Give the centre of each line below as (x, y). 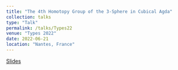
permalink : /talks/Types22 (39, 28)
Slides (14, 61)
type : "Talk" (22, 22)
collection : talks (29, 17)
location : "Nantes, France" (41, 45)
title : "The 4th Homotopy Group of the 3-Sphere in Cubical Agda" (89, 11)
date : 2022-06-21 (27, 39)
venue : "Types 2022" (32, 34)
